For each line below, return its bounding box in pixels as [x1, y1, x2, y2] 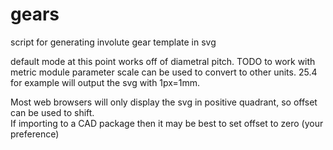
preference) [10, 128, 60, 140]
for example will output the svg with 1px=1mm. [10, 76, 200, 88]
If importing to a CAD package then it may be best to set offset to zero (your [10, 117, 324, 129]
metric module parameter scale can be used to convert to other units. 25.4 [10, 66, 318, 78]
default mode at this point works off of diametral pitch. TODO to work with [10, 55, 316, 67]
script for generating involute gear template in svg [10, 36, 217, 48]
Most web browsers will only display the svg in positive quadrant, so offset [10, 96, 318, 108]
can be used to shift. [10, 106, 95, 118]
